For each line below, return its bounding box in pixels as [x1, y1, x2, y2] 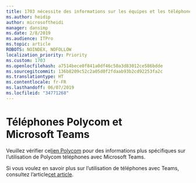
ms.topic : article [6, 42, 51, 47]
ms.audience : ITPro [6, 36, 54, 42]
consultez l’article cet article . [6, 171, 74, 178]
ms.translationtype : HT [6, 74, 64, 80]
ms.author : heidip [6, 14, 51, 20]
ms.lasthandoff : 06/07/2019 [6, 85, 75, 91]
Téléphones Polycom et [6, 115, 123, 129]
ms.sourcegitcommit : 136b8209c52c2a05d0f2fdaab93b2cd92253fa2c [6, 68, 163, 74]
